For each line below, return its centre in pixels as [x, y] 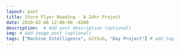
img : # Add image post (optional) [49, 33]
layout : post [22, 11]
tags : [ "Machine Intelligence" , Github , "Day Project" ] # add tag [90, 39]
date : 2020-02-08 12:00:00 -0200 [48, 22]
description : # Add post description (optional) [69, 28]
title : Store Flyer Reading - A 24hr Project [63, 17]
